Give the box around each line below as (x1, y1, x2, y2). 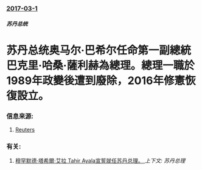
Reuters (15, 126, 35, 133)
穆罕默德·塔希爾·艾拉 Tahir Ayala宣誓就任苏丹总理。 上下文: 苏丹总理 (15, 157, 186, 165)
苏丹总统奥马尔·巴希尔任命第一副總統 (6, 44, 192, 57)
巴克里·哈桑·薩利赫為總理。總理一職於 (6, 59, 195, 72)
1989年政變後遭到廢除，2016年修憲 (6, 74, 186, 87)
